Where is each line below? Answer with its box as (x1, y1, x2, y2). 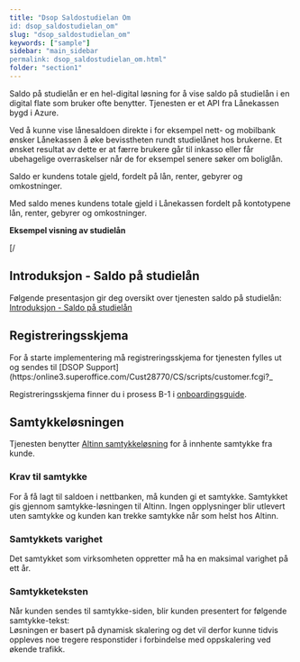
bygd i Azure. (9, 107, 59, 118)
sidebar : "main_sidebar (9, 47, 99, 56)
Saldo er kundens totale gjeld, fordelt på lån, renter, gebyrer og (9, 170, 243, 181)
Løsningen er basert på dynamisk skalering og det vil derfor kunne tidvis (9, 625, 279, 636)
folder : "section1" (9, 64, 83, 73)
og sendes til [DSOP (9, 361, 84, 372)
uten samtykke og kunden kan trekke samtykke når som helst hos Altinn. (9, 510, 279, 521)
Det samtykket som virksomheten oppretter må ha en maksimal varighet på (9, 553, 288, 564)
